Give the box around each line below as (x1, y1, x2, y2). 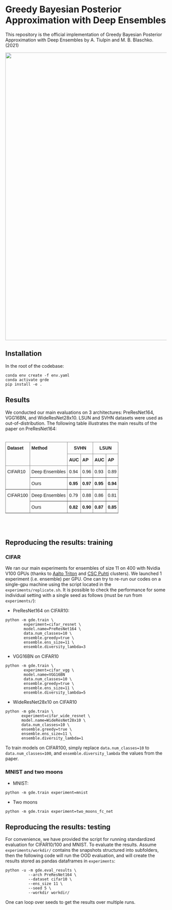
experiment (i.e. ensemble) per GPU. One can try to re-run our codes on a (5, 576, 161, 582)
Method (31, 445, 48, 451)
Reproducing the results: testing (5, 823, 111, 831)
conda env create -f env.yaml (5, 372, 70, 378)
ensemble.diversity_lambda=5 (24, 690, 86, 695)
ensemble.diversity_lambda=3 (24, 645, 86, 650)
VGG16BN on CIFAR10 (12, 653, 59, 659)
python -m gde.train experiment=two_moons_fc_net (5, 809, 114, 814)
